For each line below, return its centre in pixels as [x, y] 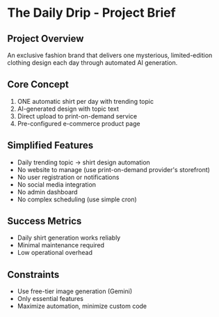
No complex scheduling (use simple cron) [77, 199]
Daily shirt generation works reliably [69, 238]
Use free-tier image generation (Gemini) [75, 291]
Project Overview [46, 39]
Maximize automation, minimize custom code [82, 306]
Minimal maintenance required [61, 245]
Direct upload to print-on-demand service [77, 116]
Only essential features [50, 299]
